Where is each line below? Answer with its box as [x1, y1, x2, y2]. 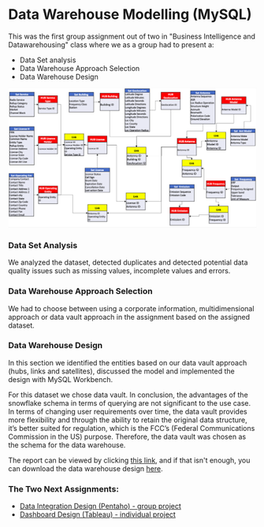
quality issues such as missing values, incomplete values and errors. [8, 266, 231, 276]
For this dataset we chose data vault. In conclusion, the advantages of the [8, 390, 248, 399]
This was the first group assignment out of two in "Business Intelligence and [8, 32, 256, 41]
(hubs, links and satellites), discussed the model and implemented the [8, 366, 235, 376]
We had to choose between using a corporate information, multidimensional [8, 303, 255, 313]
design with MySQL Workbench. [8, 374, 113, 384]
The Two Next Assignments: [8, 483, 120, 494]
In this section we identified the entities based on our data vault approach [8, 358, 247, 367]
